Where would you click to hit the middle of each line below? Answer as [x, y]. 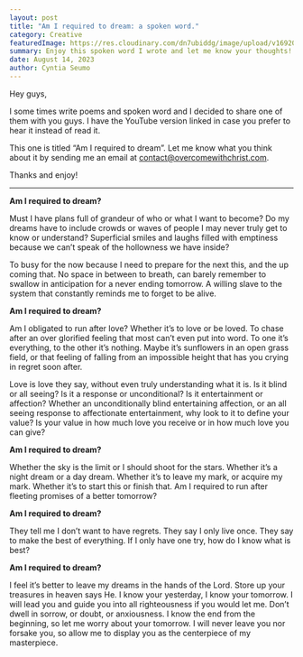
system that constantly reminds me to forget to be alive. [113, 293]
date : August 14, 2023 [52, 60]
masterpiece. [34, 643]
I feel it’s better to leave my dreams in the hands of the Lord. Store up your [147, 585]
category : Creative [46, 34]
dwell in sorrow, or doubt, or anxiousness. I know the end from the [133, 614]
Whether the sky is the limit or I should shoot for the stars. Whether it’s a [143, 467]
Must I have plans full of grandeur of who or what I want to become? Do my [150, 218]
